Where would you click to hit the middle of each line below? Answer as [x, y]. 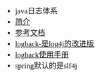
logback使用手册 [42, 55]
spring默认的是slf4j [46, 66]
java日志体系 [37, 11]
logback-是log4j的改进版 [55, 44]
